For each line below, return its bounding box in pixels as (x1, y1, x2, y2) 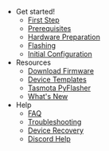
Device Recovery (27, 125, 84, 135)
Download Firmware (27, 66, 94, 75)
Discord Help (27, 134, 71, 143)
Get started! (15, 7, 56, 16)
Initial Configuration (27, 50, 93, 58)
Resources (15, 58, 52, 67)
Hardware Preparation (27, 32, 101, 42)
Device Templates (27, 75, 88, 84)
